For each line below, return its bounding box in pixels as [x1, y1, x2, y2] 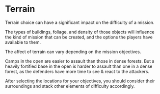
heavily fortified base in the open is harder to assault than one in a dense [5, 63, 153, 69]
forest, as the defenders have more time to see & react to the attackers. [5, 68, 150, 74]
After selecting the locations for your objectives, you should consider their [5, 78, 155, 84]
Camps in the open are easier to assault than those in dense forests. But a [5, 58, 155, 64]
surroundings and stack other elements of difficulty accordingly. [5, 83, 135, 89]
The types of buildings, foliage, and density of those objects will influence [5, 29, 155, 35]
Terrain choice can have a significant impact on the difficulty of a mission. [5, 19, 155, 25]
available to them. [5, 39, 41, 45]
